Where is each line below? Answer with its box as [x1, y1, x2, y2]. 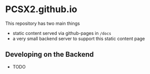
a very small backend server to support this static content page [12, 35, 145, 42]
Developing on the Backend [5, 50, 94, 59]
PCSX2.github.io [5, 4, 78, 15]
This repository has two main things [5, 20, 80, 26]
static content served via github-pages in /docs [12, 30, 111, 36]
